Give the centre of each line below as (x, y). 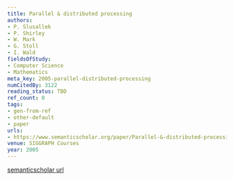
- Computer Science (36, 66)
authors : (20, 20)
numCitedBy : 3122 (32, 85)
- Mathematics (28, 72)
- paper (18, 124)
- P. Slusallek (29, 27)
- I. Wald (22, 53)
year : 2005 (23, 150)
